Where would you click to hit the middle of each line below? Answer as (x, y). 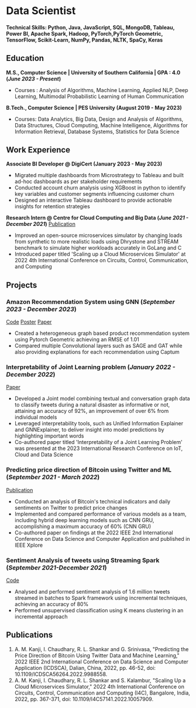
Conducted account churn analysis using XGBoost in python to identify (100, 188)
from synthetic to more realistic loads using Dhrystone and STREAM (97, 242)
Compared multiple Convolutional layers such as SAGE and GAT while (98, 346)
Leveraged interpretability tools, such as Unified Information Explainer (99, 424)
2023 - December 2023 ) (42, 309)
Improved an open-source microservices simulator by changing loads (98, 235)
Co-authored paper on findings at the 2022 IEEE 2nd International (94, 533)
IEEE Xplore (28, 545)
